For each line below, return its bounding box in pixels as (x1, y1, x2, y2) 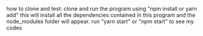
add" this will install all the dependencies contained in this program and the (6, 11, 196, 19)
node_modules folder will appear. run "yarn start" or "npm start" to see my (6, 18, 194, 25)
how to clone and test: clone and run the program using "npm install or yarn (6, 5, 197, 12)
